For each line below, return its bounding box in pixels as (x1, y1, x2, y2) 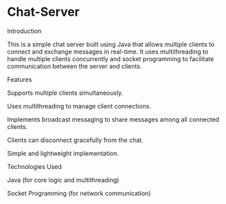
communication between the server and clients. (7, 62, 142, 70)
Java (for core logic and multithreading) (7, 176, 120, 184)
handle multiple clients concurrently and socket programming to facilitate (7, 54, 214, 63)
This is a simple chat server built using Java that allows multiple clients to (7, 40, 215, 48)
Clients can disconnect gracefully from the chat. (7, 135, 144, 144)
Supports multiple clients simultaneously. (7, 89, 124, 97)
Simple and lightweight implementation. (7, 149, 119, 157)
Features (7, 75, 32, 83)
